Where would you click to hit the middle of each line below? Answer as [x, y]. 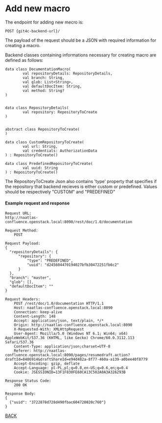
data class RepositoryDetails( [37, 108]
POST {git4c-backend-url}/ [33, 31]
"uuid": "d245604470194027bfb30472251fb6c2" [73, 265]
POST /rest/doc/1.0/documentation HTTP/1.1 [59, 304]
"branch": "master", [30, 278]
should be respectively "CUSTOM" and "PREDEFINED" [60, 191]
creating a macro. [23, 45]
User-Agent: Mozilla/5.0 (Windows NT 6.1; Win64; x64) [71, 334]
